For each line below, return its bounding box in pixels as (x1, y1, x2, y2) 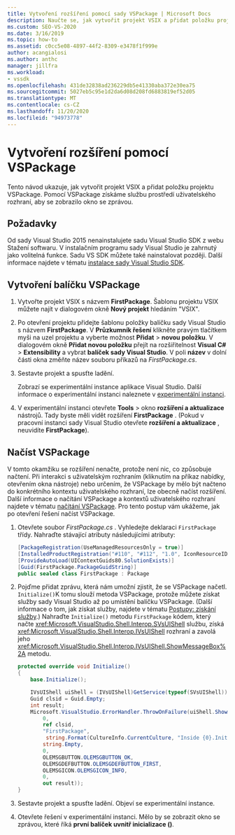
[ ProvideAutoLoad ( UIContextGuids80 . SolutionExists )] (17, 557, 175, 564)
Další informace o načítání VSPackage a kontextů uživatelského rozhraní (7, 495, 215, 503)
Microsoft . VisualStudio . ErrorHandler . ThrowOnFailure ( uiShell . (30, 708, 215, 715)
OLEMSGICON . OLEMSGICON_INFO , (43, 767, 128, 774)
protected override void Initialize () (17, 663, 131, 671)
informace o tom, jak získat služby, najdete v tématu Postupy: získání (17, 605, 217, 613)
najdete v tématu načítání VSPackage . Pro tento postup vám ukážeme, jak (7, 502, 220, 510)
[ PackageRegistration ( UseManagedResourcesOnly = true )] (17, 544, 184, 551)
